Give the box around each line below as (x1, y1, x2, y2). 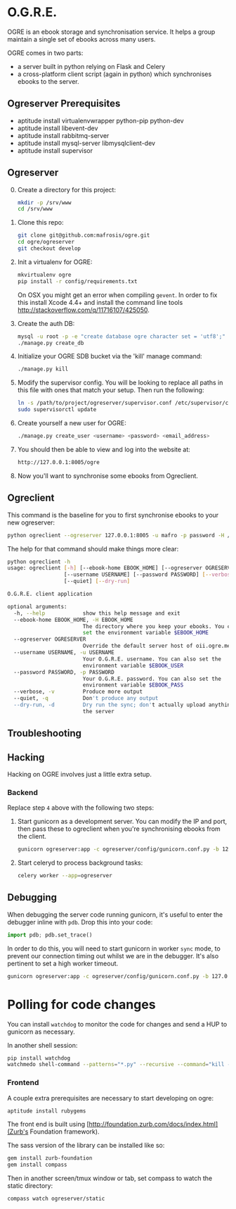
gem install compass (7, 1161, 68, 1169)
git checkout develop (17, 245, 81, 252)
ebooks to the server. (17, 77, 79, 85)
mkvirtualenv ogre (17, 271, 72, 278)
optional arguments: (7, 603, 68, 610)
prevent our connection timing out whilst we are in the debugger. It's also (7, 951, 219, 960)
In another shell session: (7, 1041, 78, 1049)
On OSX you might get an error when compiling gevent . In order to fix (17, 290, 218, 299)
